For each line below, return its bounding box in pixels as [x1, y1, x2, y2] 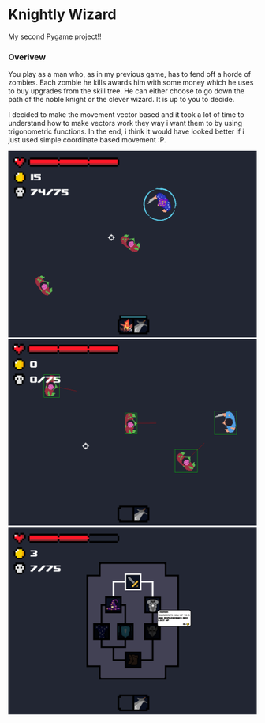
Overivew [8, 51, 46, 62]
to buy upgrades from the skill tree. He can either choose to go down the [8, 86, 245, 96]
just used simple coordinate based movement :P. [8, 135, 167, 145]
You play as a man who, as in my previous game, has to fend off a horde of [8, 70, 252, 79]
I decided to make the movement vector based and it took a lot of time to [8, 110, 244, 119]
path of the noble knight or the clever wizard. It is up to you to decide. [8, 95, 235, 104]
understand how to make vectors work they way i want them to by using [8, 119, 243, 128]
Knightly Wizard [8, 6, 117, 24]
